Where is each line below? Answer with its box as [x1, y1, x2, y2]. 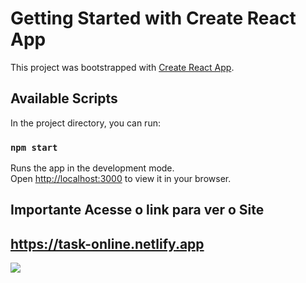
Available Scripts [10, 90, 118, 107]
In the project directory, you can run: [10, 117, 161, 129]
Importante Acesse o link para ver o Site [10, 202, 265, 219]
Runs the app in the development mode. [10, 162, 175, 174]
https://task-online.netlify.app [10, 235, 205, 252]
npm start [10, 142, 58, 153]
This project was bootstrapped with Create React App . [10, 61, 235, 73]
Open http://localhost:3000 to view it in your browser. [10, 173, 232, 185]
